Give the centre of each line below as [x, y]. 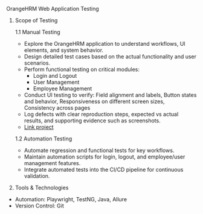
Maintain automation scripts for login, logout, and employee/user [105, 157]
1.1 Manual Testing [37, 32]
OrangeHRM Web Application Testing [53, 9]
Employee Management [63, 89]
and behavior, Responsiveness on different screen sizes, [94, 101]
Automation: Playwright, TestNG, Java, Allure [71, 199]
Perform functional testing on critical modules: [82, 69]
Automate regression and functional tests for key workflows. [99, 150]
